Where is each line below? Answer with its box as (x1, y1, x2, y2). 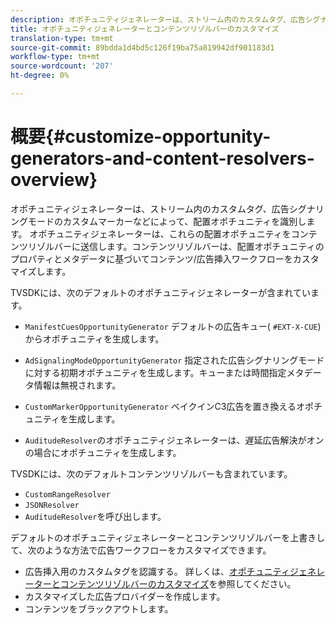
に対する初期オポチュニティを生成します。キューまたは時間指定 (24, 366, 287, 378)
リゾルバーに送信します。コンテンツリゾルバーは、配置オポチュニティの (27, 240, 325, 252)
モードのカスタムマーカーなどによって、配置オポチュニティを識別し (27, 215, 307, 227)
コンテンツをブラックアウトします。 (24, 602, 174, 615)
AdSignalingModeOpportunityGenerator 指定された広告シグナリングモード (24, 354, 325, 366)
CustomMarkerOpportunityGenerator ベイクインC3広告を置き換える (24, 400, 297, 412)
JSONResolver (24, 500, 80, 510)
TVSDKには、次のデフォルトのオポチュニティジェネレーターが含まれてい (10, 286, 311, 298)
